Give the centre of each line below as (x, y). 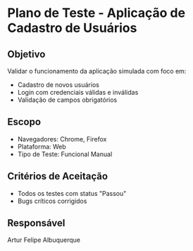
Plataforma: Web (42, 146)
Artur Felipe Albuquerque (44, 240)
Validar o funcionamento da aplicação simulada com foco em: (97, 71)
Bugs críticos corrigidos (52, 201)
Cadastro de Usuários (72, 28)
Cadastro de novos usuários (58, 85)
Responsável (36, 223)
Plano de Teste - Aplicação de (96, 13)
